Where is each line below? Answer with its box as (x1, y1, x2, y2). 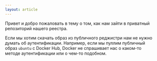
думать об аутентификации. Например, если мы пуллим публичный (5, 40, 145, 46)
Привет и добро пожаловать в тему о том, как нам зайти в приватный (5, 20, 150, 26)
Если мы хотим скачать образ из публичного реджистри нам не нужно (5, 35, 153, 41)
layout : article (5, 7, 38, 12)
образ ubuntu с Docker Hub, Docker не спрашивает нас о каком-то (5, 45, 142, 51)
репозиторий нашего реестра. (5, 25, 68, 31)
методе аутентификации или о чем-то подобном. (5, 50, 107, 56)
